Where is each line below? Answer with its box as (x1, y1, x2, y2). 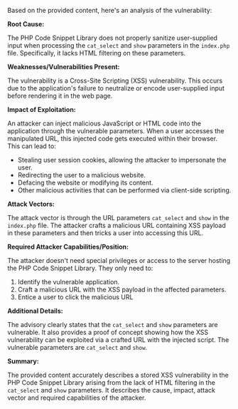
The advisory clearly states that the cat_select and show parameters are (7, 321, 218, 328)
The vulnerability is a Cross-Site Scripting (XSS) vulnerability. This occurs (7, 76, 223, 85)
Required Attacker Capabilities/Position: (7, 242, 129, 251)
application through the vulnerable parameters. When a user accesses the (7, 127, 225, 135)
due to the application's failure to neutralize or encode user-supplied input (7, 84, 225, 92)
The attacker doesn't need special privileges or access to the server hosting (7, 257, 231, 264)
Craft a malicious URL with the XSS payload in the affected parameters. (17, 285, 227, 294)
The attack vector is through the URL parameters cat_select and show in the (7, 214, 229, 222)
